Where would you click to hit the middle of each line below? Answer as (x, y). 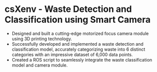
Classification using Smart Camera (78, 20)
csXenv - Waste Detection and (68, 9)
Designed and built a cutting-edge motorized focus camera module (80, 33)
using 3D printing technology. (42, 39)
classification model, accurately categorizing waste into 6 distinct (78, 49)
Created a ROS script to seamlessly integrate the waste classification (82, 60)
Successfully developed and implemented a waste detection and (78, 44)
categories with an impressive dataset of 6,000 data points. (72, 54)
